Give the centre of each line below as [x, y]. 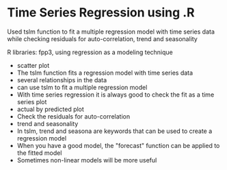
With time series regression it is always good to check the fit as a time [116, 95]
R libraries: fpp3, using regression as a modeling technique [90, 52]
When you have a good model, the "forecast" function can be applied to [118, 145]
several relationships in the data [62, 80]
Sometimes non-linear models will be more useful [87, 160]
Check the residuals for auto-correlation [74, 116]
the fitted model [39, 153]
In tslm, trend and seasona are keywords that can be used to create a [115, 131]
